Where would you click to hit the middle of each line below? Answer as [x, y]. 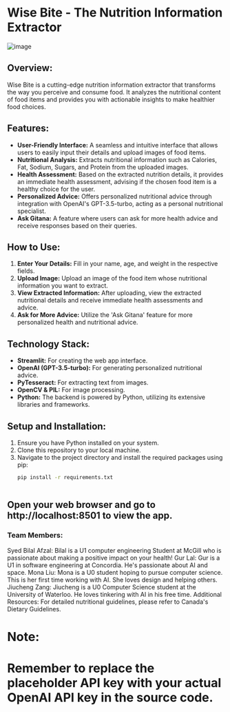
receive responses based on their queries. [77, 225]
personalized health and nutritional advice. [77, 323]
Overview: [30, 68]
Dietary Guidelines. [34, 609]
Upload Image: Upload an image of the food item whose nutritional [112, 278]
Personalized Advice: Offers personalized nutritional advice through [114, 196]
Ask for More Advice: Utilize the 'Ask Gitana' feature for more [105, 315]
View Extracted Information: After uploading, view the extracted [109, 293]
